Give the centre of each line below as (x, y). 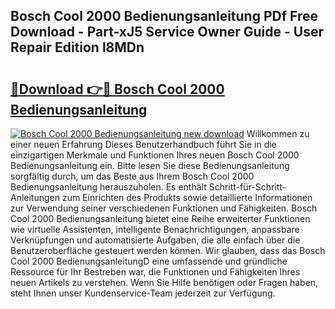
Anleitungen (35, 197)
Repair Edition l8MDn (77, 47)
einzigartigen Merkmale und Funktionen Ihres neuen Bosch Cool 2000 (155, 155)
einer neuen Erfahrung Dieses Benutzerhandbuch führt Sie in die (143, 144)
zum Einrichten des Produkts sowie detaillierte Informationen (187, 197)
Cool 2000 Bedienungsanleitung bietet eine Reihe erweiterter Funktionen (160, 218)
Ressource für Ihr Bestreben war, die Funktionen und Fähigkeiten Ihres (155, 272)
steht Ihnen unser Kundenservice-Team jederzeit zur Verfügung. (143, 293)
